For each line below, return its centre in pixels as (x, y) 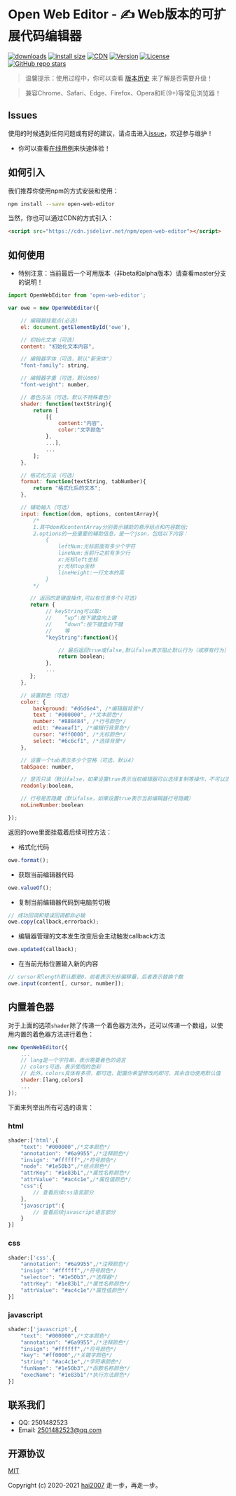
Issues (23, 115)
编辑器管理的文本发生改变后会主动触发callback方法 (91, 936)
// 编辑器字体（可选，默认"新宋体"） (68, 359)
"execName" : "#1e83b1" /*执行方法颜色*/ (75, 1375)
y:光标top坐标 (76, 566)
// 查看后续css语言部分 (63, 1192)
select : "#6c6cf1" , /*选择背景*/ (80, 741)
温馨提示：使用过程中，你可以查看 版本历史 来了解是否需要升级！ (119, 78)
